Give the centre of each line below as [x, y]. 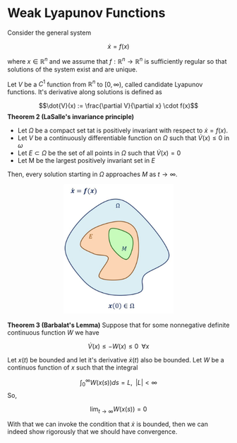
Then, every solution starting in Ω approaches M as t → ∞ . [92, 174]
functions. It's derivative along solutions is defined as [85, 92]
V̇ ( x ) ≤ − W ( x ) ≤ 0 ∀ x [119, 346]
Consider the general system [49, 33]
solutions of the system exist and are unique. [72, 69]
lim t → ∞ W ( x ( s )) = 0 [119, 410]
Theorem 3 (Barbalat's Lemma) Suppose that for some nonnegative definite [119, 325]
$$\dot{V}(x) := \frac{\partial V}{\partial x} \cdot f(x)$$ [119, 106]
